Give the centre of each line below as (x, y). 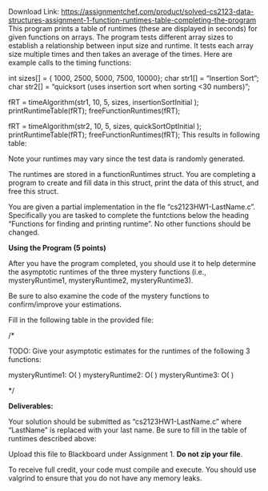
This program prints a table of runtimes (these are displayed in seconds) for (133, 28)
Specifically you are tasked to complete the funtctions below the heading (129, 215)
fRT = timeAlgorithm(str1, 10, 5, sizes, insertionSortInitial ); (104, 102)
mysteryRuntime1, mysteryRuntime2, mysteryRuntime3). (101, 280)
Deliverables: (31, 406)
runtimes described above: (53, 439)
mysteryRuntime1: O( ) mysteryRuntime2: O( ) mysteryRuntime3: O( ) (121, 375)
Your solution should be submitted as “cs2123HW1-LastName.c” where (125, 421)
